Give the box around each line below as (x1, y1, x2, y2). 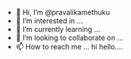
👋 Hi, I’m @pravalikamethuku (15, 8, 110, 17)
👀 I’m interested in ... (15, 16, 83, 26)
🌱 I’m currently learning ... (15, 25, 101, 33)
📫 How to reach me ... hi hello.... (15, 42, 123, 51)
